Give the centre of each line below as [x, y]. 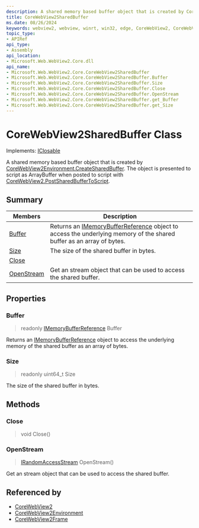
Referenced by [34, 492]
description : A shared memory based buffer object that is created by [95, 12]
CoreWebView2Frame [41, 519]
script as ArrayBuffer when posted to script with [65, 175]
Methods [23, 404]
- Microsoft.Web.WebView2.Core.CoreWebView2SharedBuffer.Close [86, 89]
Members [27, 217]
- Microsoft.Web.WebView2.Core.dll [50, 61]
